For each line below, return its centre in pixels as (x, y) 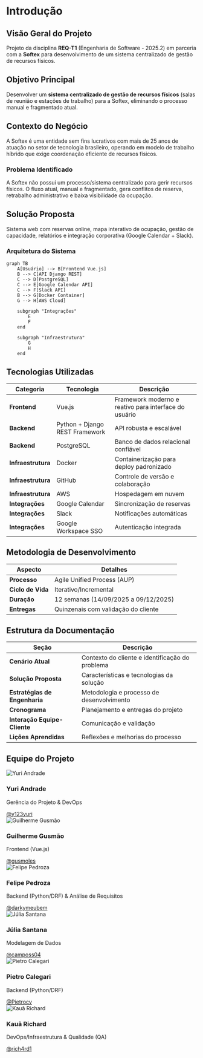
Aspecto (29, 569)
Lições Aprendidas (37, 737)
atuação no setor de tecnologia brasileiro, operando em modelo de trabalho (100, 147)
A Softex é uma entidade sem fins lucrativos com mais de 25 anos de (92, 141)
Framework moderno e (147, 399)
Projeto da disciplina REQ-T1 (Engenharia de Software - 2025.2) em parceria (101, 48)
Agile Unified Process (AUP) (94, 580)
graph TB (17, 264)
